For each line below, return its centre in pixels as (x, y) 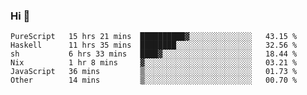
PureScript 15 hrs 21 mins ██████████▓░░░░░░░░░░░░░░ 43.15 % (154, 37)
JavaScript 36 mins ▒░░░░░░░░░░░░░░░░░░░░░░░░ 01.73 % (154, 72)
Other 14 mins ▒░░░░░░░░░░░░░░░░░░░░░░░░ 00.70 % (154, 80)
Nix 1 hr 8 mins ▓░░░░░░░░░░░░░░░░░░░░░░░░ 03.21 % (154, 63)
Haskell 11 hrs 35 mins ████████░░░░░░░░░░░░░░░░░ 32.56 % (154, 45)
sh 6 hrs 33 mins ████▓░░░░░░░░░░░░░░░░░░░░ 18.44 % (154, 54)
